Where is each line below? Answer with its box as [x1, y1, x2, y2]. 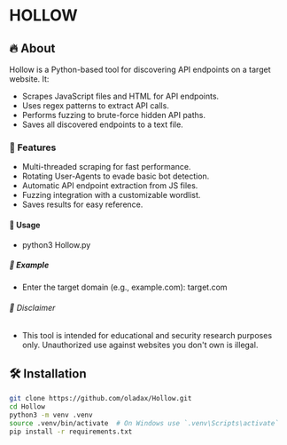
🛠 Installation [9, 366, 87, 382]
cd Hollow [9, 402, 46, 411]
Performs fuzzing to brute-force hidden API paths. [21, 110, 206, 120]
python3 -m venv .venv [9, 410, 93, 420]
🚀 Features [9, 141, 57, 154]
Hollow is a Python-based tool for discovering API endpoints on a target [9, 64, 271, 75]
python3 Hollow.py [21, 239, 91, 250]
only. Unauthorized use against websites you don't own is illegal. [21, 339, 259, 350]
